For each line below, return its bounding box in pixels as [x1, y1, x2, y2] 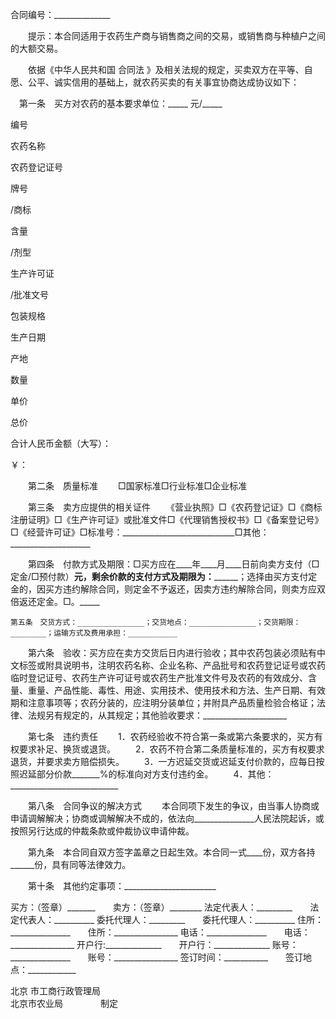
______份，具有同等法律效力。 [10, 859, 132, 870]
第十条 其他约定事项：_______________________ [27, 880, 217, 892]
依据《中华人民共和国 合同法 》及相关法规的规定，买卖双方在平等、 [27, 64, 305, 75]
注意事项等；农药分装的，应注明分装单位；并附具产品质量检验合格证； [27, 697, 317, 708]
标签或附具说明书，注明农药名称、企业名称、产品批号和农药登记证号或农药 [18, 659, 326, 671]
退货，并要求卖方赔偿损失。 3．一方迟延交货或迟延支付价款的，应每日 [10, 756, 317, 767]
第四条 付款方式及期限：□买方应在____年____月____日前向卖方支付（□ [27, 558, 320, 570]
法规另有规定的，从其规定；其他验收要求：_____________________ [27, 709, 288, 721]
